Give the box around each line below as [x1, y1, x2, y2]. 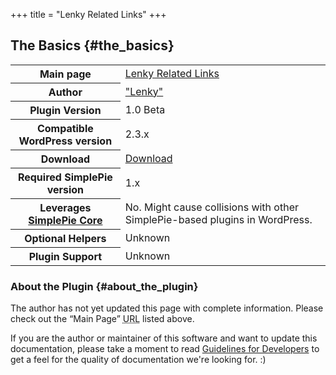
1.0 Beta [124, 102, 166, 116]
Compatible [36, 121, 94, 135]
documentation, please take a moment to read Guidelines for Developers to [10, 343, 320, 355]
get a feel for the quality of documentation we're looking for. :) [10, 354, 267, 366]
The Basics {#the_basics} [10, 37, 175, 54]
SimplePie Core [28, 213, 103, 227]
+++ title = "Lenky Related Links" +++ [10, 9, 167, 20]
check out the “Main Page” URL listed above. [10, 313, 195, 325]
